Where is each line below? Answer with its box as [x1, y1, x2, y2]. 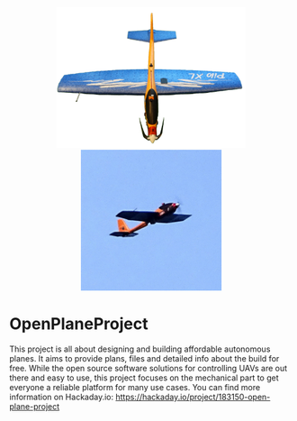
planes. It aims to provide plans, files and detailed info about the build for [9, 352, 280, 363]
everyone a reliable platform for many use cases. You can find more [9, 381, 261, 392]
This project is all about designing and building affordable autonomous [9, 343, 271, 354]
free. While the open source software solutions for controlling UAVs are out [9, 362, 288, 373]
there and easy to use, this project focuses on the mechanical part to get [9, 372, 279, 383]
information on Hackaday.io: [9, 391, 114, 402]
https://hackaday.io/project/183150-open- [115, 391, 271, 402]
